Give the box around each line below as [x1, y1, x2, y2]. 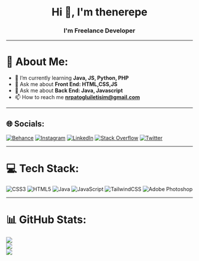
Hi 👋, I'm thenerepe [51, 5, 148, 19]
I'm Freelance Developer [63, 27, 136, 35]
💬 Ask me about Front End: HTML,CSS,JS [14, 81, 118, 88]
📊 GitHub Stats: [6, 213, 87, 227]
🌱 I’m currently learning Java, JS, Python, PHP [14, 74, 129, 82]
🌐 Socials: [6, 119, 45, 129]
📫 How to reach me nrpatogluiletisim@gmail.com [14, 94, 140, 101]
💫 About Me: [6, 55, 69, 68]
